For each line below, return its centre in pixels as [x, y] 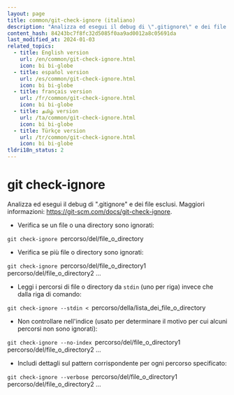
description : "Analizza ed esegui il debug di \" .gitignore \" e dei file [117, 27]
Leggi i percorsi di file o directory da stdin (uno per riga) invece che [115, 287]
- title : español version [51, 72]
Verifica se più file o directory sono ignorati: [80, 252]
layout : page [26, 14]
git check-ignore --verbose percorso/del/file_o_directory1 [93, 376]
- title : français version [53, 92]
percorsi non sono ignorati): [57, 329]
